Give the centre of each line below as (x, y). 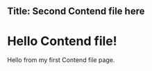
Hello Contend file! (62, 41)
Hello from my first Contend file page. (61, 60)
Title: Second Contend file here (76, 11)
